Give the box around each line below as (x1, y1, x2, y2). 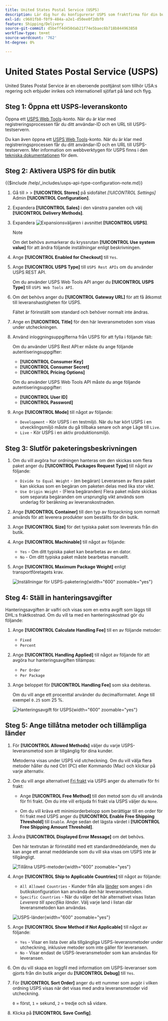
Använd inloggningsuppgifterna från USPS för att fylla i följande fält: (12, 334, 152, 340)
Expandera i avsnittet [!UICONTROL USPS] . (12, 220, 148, 226)
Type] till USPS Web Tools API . (12, 284, 74, 290)
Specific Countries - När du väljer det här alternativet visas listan (19, 894, 156, 900)
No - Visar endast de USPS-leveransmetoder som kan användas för (19, 949, 158, 956)
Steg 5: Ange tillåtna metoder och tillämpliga (5, 721, 147, 730)
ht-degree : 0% (5, 40, 35, 45)
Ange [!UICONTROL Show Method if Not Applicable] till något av (12, 924, 147, 930)
